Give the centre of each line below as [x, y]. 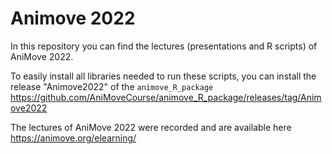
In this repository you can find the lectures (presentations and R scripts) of [164, 46]
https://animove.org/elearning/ [73, 138]
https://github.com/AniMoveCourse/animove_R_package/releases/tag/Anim [166, 97]
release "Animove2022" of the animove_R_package [112, 86]
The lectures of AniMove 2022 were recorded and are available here [151, 127]
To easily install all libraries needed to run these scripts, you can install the [163, 76]
